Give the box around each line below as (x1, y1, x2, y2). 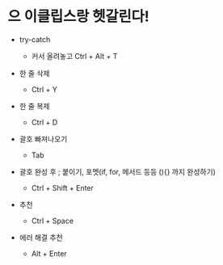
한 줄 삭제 (19, 68, 50, 78)
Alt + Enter (31, 248, 68, 259)
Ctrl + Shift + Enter (31, 183, 95, 192)
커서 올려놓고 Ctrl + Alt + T (31, 51, 118, 61)
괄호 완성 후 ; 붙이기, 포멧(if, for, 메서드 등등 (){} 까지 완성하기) (19, 166, 216, 176)
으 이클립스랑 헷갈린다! (7, 7, 150, 26)
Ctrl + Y (31, 84, 57, 94)
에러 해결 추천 (19, 232, 63, 242)
